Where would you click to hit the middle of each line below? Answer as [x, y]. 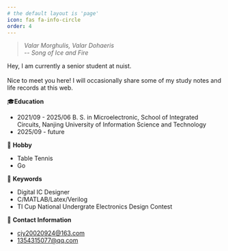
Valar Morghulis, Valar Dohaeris [69, 46]
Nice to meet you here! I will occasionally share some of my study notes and [114, 81]
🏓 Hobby [19, 145]
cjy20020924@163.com [51, 233]
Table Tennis [35, 159]
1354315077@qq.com [47, 241]
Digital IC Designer [43, 192]
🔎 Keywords [25, 179]
